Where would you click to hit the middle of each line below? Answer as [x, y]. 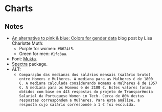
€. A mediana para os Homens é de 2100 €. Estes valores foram [85, 88]
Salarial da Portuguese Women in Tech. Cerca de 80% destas [81, 96]
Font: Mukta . [24, 59]
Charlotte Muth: [27, 43]
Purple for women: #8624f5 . [46, 48]
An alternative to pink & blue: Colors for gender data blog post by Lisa [82, 38]
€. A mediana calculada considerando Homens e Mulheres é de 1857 [88, 83]
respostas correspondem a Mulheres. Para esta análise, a [79, 100]
